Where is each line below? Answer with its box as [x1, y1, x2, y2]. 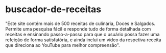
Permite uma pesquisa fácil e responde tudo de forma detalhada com [5, 25, 151, 32]
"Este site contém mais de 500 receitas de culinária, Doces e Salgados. [5, 20, 156, 26]
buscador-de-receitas [5, 4, 101, 15]
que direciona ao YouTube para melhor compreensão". [5, 42, 120, 48]
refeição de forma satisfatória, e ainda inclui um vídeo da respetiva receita [5, 37, 162, 43]
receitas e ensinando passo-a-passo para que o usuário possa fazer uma [5, 31, 160, 37]
